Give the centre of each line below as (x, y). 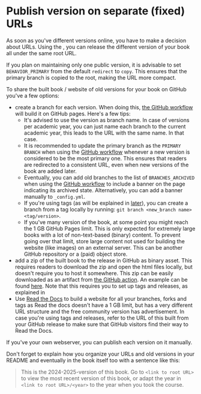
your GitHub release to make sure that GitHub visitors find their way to (102, 324)
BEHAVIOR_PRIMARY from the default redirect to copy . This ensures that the (97, 71)
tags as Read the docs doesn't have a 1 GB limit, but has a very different (104, 305)
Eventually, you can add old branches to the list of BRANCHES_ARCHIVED (109, 177)
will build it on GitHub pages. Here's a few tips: (73, 114)
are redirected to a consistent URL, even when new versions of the (106, 165)
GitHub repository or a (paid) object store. (76, 254)
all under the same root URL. (41, 53)
